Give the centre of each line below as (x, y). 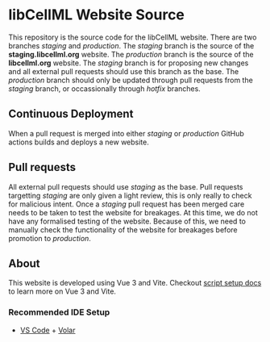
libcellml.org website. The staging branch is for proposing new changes (129, 63)
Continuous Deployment (71, 114)
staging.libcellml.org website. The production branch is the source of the (131, 54)
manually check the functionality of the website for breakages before (123, 229)
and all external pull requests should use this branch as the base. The (124, 71)
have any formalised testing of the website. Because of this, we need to (127, 221)
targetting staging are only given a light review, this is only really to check (130, 195)
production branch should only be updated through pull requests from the (131, 80)
